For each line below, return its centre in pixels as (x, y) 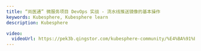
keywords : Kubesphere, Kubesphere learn (57, 17)
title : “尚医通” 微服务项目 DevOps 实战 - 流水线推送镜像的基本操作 (83, 12)
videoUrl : (24, 39)
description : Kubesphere (37, 23)
